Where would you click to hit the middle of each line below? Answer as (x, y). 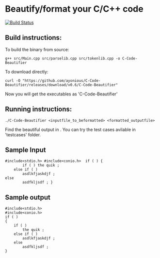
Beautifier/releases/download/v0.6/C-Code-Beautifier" (62, 85)
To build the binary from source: (37, 49)
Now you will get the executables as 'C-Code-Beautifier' (61, 94)
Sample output (28, 197)
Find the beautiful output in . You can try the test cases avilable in (70, 129)
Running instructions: (39, 109)
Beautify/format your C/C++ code (74, 9)
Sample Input (25, 150)
